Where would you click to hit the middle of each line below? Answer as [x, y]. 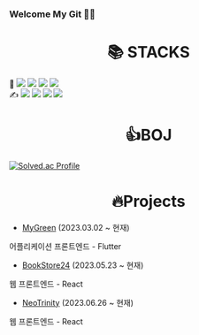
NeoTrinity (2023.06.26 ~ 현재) [78, 302]
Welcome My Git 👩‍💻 [52, 14]
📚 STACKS [149, 53]
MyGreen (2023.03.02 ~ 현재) [76, 227]
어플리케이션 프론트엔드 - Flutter [65, 246]
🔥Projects [149, 201]
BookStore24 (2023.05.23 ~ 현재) [83, 265]
